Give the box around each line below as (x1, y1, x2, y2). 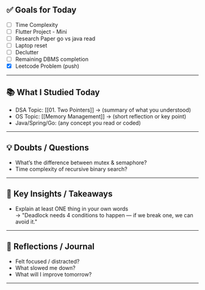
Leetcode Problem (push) (15, 62, 79, 70)
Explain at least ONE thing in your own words (15, 205, 129, 212)
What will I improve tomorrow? (15, 270, 92, 278)
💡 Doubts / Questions (6, 143, 90, 153)
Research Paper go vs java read (15, 35, 96, 42)
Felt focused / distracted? (15, 258, 80, 265)
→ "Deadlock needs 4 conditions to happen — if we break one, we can (15, 211, 193, 219)
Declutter (15, 49, 39, 56)
